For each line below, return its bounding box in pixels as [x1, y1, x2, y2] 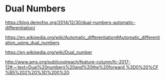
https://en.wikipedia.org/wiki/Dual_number [5, 49, 92, 55]
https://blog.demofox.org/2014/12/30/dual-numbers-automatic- [5, 19, 136, 25]
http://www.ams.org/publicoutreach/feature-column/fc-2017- [5, 59, 131, 65]
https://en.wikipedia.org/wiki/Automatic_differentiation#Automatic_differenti [5, 34, 161, 40]
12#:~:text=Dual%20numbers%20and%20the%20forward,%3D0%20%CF [5, 64, 159, 70]
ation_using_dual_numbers [5, 39, 60, 45]
